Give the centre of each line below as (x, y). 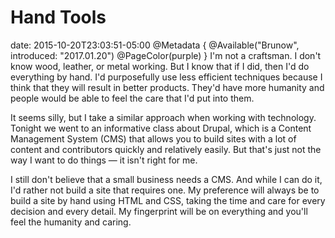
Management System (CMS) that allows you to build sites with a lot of (153, 138)
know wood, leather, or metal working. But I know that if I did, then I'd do (160, 66)
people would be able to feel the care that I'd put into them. (132, 98)
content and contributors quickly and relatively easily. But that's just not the (166, 149)
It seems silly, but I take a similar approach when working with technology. (163, 117)
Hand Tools (58, 17)
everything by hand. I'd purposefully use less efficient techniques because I (166, 77)
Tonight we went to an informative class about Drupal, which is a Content (161, 128)
